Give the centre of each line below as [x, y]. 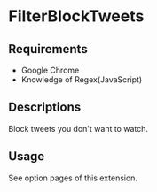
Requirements [48, 49]
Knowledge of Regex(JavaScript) [82, 80]
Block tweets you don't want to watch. [78, 128]
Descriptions [45, 108]
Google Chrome [50, 70]
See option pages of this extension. [73, 178]
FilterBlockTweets [76, 16]
